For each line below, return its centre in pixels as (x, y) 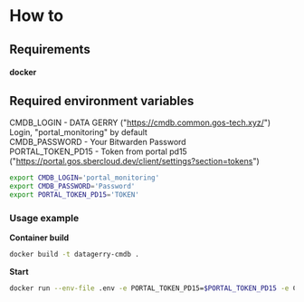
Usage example (44, 218)
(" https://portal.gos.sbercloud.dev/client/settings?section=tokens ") (134, 161)
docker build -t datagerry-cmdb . (75, 254)
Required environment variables (102, 101)
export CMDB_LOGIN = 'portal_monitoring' (85, 178)
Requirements (50, 49)
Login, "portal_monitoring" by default (78, 132)
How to (37, 16)
